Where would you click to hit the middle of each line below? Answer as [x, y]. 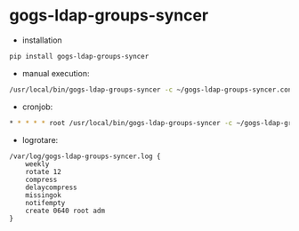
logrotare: [40, 139]
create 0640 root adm [65, 211]
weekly [37, 164]
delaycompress [51, 187]
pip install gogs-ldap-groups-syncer [79, 56]
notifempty [45, 203]
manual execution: [56, 73]
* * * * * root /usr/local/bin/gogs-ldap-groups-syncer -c [121, 123]
